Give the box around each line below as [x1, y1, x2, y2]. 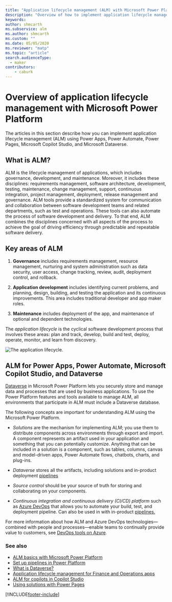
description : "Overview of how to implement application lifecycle [5, 12, 153, 17]
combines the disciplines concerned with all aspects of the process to [5, 218, 153, 224]
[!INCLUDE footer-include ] [5, 591, 60, 597]
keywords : [5, 17, 27, 22]
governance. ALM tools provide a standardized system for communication [5, 197, 162, 203]
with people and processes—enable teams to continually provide [27, 524, 165, 530]
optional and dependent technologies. [12, 316, 93, 322]
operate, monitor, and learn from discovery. [5, 337, 97, 343]
